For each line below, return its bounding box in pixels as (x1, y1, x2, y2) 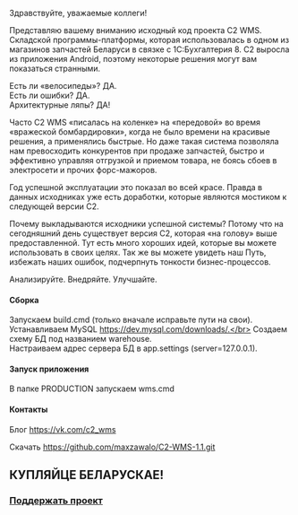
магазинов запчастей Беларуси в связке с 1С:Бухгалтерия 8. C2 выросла (9, 44, 290, 55)
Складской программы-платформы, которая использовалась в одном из (9, 35, 289, 45)
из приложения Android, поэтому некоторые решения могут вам (9, 54, 258, 64)
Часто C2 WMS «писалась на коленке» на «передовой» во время (9, 117, 261, 127)
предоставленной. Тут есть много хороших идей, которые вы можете (9, 238, 277, 248)
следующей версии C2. (9, 201, 100, 212)
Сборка (9, 294, 39, 305)
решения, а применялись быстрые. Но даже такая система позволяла (9, 136, 279, 146)
